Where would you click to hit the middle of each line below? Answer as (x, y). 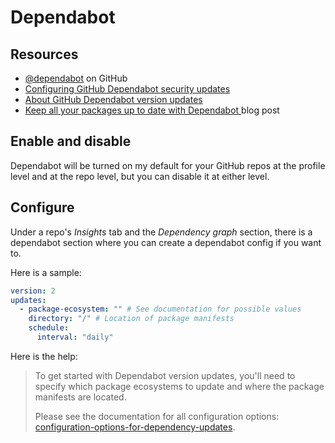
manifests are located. (80, 397)
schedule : (49, 328)
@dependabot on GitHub (76, 78)
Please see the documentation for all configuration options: (157, 416)
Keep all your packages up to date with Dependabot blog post (152, 110)
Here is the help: (44, 356)
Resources (44, 54)
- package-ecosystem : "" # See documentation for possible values (160, 309)
